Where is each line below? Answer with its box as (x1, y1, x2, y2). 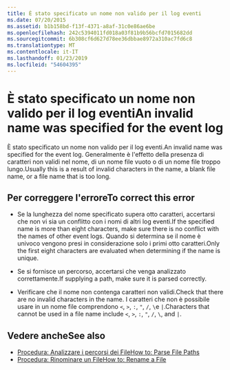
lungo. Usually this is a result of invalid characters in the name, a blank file (7, 164, 216, 173)
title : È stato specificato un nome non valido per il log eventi (7, 10, 202, 17)
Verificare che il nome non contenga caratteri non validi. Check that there (17, 288, 224, 296)
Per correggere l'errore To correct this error (7, 192, 195, 204)
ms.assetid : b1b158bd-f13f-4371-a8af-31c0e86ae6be (7, 23, 156, 30)
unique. (17, 254, 39, 262)
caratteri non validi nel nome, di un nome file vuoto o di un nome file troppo (7, 157, 221, 166)
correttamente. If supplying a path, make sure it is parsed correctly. (17, 274, 207, 283)
